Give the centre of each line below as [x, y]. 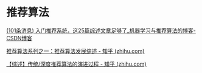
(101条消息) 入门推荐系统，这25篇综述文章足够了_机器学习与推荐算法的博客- [101, 30]
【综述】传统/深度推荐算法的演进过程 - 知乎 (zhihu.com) [77, 64]
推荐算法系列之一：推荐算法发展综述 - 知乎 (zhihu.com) [75, 51]
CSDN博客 [19, 38]
